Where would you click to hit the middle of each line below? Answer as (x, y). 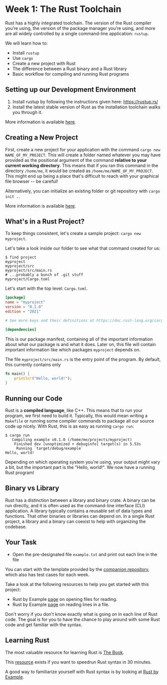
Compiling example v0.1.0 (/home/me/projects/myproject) (72, 440)
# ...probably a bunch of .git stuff (44, 275)
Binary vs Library (32, 488)
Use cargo (23, 58)
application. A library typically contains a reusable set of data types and (79, 511)
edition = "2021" (23, 312)
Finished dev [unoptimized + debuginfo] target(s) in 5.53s (78, 444)
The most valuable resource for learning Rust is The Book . (65, 652)
